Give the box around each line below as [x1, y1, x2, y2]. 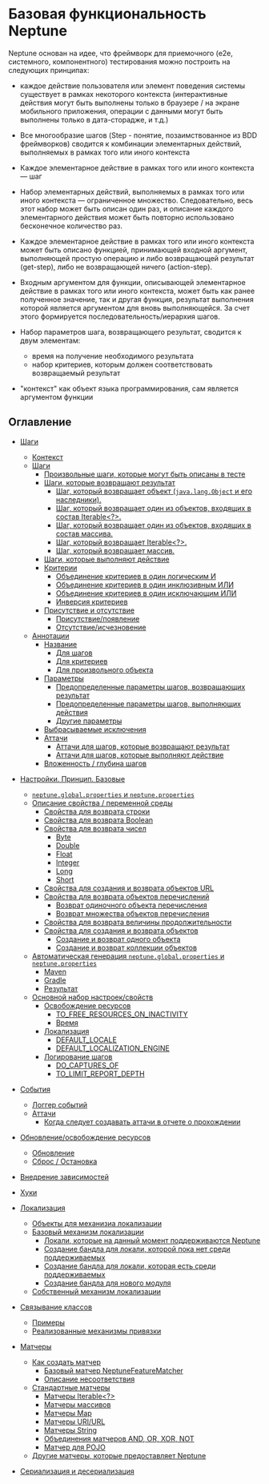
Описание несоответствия [43, 1374, 135, 1384]
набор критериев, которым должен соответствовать [31, 360, 214, 369]
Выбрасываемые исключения [43, 724, 147, 734]
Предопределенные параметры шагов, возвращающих [55, 682, 246, 691]
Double [55, 840, 80, 850]
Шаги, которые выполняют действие [43, 554, 170, 564]
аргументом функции [19, 392, 94, 401]
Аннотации [31, 630, 70, 641]
